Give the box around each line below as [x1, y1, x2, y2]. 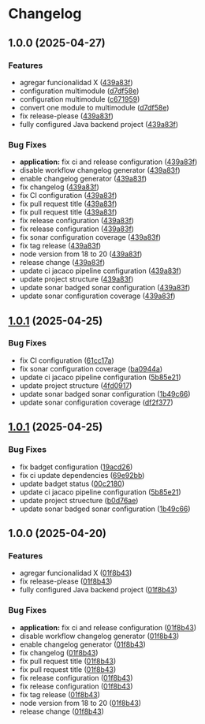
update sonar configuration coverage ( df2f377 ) [19, 397, 173, 407]
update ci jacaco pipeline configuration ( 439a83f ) [19, 266, 182, 276]
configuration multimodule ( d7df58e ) [19, 86, 140, 95]
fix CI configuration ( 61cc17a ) [19, 356, 114, 365]
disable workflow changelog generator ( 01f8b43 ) [19, 631, 180, 640]
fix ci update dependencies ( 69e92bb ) [19, 470, 145, 480]
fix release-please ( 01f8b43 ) [19, 577, 113, 586]
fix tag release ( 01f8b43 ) [19, 689, 101, 699]
